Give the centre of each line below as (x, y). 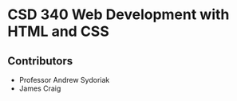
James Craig (40, 88)
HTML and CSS (58, 31)
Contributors (40, 61)
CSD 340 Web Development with (118, 15)
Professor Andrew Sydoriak (64, 80)
